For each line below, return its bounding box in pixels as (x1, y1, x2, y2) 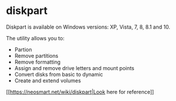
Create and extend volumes (14, 77, 82, 84)
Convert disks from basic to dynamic (14, 71, 103, 78)
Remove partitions (14, 52, 58, 59)
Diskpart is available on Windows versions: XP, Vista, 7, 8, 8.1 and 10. (6, 23, 171, 30)
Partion (14, 46, 32, 53)
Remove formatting (14, 58, 61, 65)
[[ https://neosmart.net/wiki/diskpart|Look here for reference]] (6, 88, 154, 95)
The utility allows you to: (6, 34, 65, 41)
